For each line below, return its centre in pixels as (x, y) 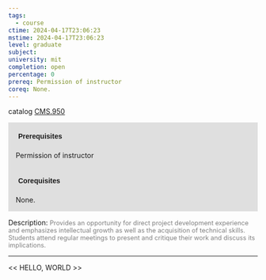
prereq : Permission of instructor (65, 81)
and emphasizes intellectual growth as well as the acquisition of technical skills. (127, 231)
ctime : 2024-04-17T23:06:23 (55, 30)
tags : (17, 15)
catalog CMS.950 (37, 112)
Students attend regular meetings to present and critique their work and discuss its (132, 238)
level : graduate (35, 45)
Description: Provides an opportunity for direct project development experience (129, 223)
